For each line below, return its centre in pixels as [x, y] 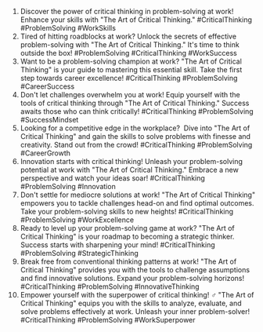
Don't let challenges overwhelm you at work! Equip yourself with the [130, 95]
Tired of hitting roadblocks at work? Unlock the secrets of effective [128, 36]
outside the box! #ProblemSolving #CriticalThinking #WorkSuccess [128, 53]
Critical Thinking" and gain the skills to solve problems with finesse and [135, 136]
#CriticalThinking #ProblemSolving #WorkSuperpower [108, 320]
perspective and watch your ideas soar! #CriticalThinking [113, 178]
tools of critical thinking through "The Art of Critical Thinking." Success [135, 103]
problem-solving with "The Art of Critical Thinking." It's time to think [130, 45]
